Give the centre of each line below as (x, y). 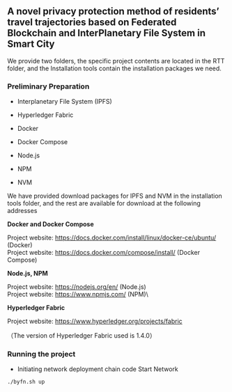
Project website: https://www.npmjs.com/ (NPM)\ (78, 295)
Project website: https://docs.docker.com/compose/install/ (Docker (104, 253)
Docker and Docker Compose (51, 224)
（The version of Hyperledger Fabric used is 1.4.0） (82, 336)
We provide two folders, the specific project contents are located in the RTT (116, 61)
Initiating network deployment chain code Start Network (98, 369)
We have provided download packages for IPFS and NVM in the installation (115, 196)
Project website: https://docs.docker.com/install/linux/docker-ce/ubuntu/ (112, 238)
